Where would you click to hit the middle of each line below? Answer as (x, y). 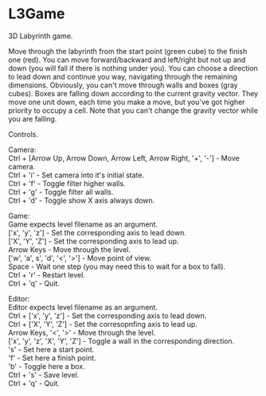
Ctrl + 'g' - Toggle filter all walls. (61, 192)
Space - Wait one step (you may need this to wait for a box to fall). (117, 266)
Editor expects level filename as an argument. (83, 307)
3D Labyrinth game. (41, 36)
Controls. (23, 134)
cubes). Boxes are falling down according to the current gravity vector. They (133, 93)
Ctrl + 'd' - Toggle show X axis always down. (82, 200)
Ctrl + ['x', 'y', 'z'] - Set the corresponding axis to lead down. (108, 316)
